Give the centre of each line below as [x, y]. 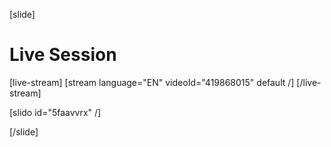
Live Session [63, 55]
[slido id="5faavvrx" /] [55, 112]
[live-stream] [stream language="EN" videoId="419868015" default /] [152, 82]
